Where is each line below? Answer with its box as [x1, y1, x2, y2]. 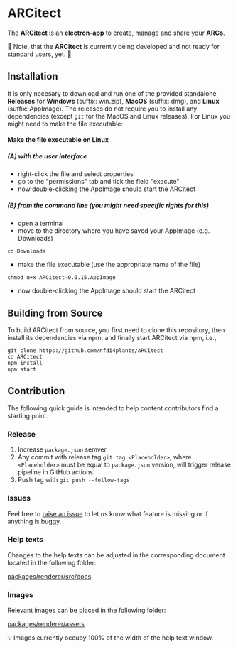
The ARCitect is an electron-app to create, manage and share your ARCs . [7, 28, 225, 37]
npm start [7, 366, 37, 373]
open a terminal [17, 219, 64, 228]
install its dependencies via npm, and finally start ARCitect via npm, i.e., [7, 334, 217, 342]
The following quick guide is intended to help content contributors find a [7, 403, 219, 413]
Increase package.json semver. [17, 445, 109, 454]
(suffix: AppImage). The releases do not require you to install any [7, 104, 198, 113]
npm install [7, 360, 43, 367]
